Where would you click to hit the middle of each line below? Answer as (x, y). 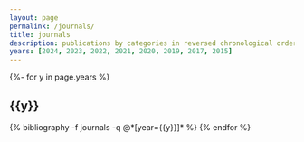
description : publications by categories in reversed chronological (141, 43)
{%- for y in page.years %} (60, 77)
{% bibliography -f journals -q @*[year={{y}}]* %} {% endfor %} (130, 127)
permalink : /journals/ (52, 26)
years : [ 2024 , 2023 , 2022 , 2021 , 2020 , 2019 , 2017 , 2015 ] (121, 52)
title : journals (40, 34)
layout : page (34, 18)
